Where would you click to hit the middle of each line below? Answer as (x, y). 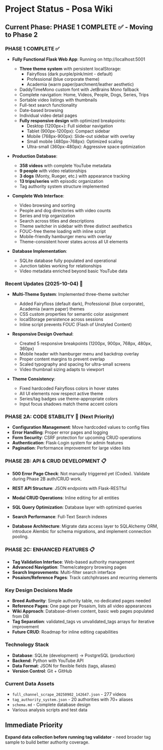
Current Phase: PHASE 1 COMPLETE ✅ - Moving (79, 27)
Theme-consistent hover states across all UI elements (74, 242)
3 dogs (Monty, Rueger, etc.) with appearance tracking (75, 176)
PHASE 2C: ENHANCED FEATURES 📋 (50, 550)
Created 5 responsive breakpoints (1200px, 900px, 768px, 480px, (86, 344)
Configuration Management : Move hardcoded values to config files (81, 427)
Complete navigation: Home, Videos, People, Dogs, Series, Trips (84, 94)
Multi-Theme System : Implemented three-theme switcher (71, 294)
